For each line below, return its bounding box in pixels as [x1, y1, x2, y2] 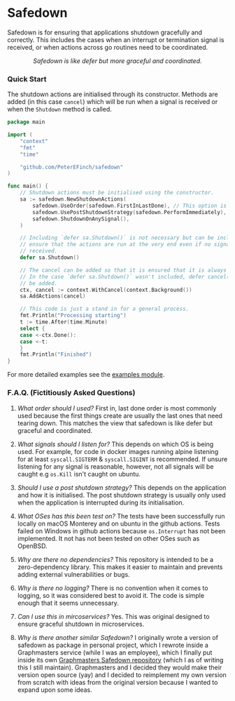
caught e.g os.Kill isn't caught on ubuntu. [17, 469, 141, 478]
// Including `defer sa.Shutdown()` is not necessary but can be [20, 234, 215, 241]
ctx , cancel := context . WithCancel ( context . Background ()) [20, 286, 192, 293]
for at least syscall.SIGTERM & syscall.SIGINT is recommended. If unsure [17, 455, 228, 463]
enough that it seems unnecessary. [17, 599, 119, 607]
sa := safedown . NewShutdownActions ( [20, 196, 127, 203]
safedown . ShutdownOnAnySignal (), [32, 215, 130, 222]
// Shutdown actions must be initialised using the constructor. [20, 189, 215, 196]
